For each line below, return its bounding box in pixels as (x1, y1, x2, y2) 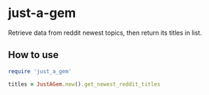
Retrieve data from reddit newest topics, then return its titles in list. (8, 28, 203, 37)
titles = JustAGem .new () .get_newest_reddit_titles (8, 80, 161, 88)
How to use (8, 49, 59, 61)
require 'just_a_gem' (8, 67, 72, 75)
